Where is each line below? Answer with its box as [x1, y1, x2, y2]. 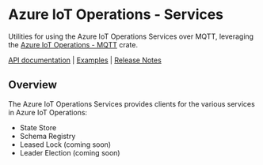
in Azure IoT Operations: [8, 107, 88, 117]
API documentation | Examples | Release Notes [8, 55, 162, 65]
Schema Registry [19, 131, 76, 141]
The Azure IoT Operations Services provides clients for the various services [8, 99, 255, 108]
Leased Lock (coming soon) [19, 140, 112, 149]
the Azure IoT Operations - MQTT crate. [8, 39, 139, 49]
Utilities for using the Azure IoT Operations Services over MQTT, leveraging [8, 32, 254, 41]
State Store [19, 122, 57, 132]
